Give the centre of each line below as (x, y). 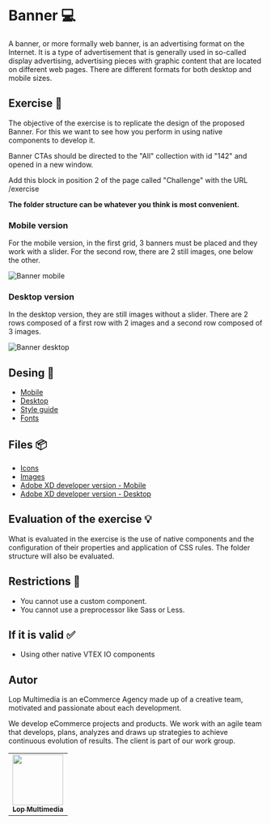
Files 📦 (28, 445)
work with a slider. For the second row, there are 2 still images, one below (131, 252)
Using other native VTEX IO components (87, 654)
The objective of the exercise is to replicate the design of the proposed (127, 123)
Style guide (39, 410)
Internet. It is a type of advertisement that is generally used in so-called (127, 52)
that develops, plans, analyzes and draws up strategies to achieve (119, 733)
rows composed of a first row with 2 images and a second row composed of (135, 323)
